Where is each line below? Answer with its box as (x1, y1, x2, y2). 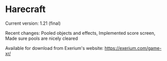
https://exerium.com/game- (104, 45, 162, 51)
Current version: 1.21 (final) (5, 20, 61, 26)
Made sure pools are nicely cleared (5, 35, 78, 41)
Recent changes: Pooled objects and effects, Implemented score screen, (5, 30, 155, 36)
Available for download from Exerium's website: (5, 45, 104, 51)
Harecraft (5, 4, 46, 15)
